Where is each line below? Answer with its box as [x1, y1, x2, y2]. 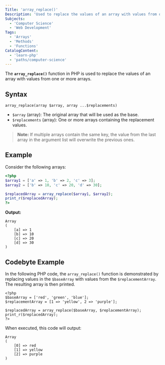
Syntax [5, 90, 27, 98]
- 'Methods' [9, 39, 34, 44]
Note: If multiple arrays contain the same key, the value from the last [17, 132, 156, 138]
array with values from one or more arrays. [5, 76, 92, 82]
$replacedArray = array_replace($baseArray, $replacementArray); [5, 308, 141, 313]
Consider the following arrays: [5, 164, 66, 170]
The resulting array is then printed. [5, 281, 75, 287]
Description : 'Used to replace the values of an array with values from [5, 12, 157, 17]
